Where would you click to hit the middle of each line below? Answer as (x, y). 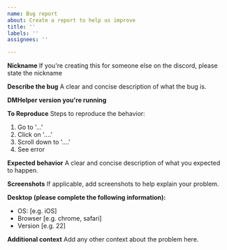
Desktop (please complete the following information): (87, 198)
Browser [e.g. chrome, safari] (60, 219)
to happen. (23, 170)
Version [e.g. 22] (42, 226)
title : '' (22, 27)
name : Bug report (32, 14)
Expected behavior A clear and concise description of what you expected (114, 163)
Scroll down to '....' (44, 142)
